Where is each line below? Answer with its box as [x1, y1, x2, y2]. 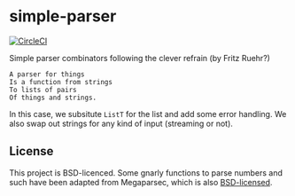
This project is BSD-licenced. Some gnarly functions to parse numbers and [9, 167, 283, 178]
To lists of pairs [9, 85, 77, 94]
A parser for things [9, 69, 86, 79]
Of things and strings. [9, 93, 97, 102]
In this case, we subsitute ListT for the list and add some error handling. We [9, 108, 287, 119]
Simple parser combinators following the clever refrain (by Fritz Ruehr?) [9, 52, 270, 63]
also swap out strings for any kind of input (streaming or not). [9, 118, 233, 129]
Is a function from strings [9, 77, 113, 86]
